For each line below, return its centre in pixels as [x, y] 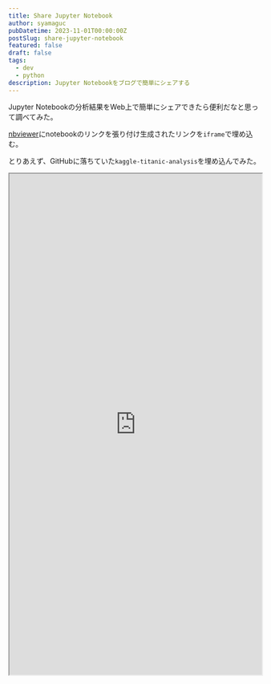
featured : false [35, 46]
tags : [17, 61]
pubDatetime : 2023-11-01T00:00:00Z [68, 30]
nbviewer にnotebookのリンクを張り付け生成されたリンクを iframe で [120, 134]
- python [30, 75]
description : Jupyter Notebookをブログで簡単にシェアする [99, 83]
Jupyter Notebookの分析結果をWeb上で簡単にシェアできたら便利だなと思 [130, 107]
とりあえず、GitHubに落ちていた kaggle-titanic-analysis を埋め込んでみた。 [134, 160]
